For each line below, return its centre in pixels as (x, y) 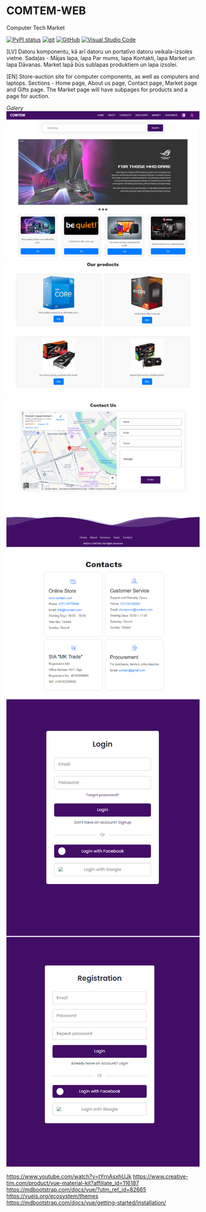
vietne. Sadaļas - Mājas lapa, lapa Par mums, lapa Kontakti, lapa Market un (101, 58)
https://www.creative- (161, 1176)
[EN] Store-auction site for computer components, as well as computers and (103, 76)
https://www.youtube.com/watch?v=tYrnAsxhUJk (69, 1176)
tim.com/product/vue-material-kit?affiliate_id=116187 (73, 1183)
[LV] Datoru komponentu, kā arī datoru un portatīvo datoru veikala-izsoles (100, 51)
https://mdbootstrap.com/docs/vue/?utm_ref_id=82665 (76, 1189)
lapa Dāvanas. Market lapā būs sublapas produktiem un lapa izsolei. (92, 65)
